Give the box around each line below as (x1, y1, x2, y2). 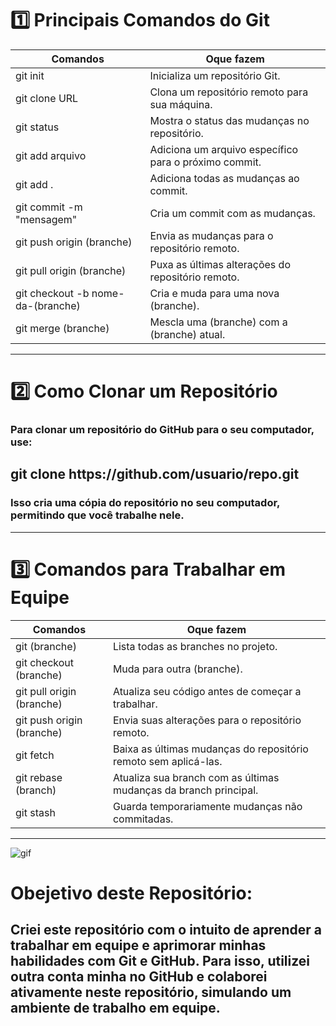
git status (15, 120, 60, 134)
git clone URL (15, 91, 79, 105)
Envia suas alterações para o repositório (112, 713, 302, 727)
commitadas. (112, 812, 174, 826)
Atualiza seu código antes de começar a (112, 684, 302, 698)
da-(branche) (15, 298, 81, 312)
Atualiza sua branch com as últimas (112, 770, 280, 784)
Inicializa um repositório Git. (149, 68, 281, 82)
